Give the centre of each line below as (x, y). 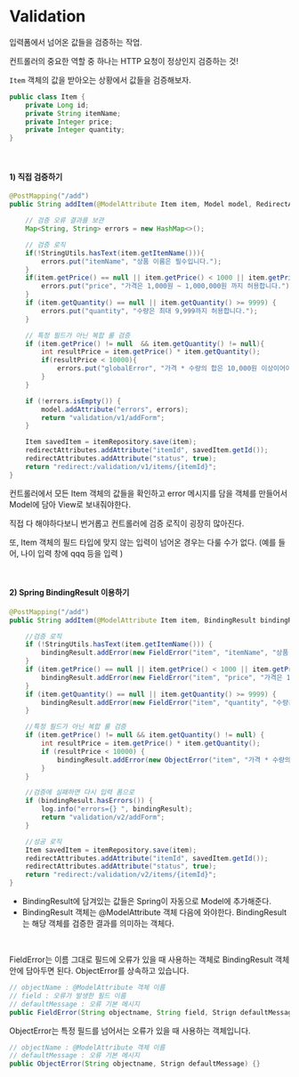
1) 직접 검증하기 (36, 176)
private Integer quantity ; (75, 130)
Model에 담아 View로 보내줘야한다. (70, 504)
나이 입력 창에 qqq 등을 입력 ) (72, 553)
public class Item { (48, 97)
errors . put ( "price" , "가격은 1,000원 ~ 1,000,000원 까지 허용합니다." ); (167, 287)
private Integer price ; (69, 122)
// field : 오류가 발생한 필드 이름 (68, 996)
